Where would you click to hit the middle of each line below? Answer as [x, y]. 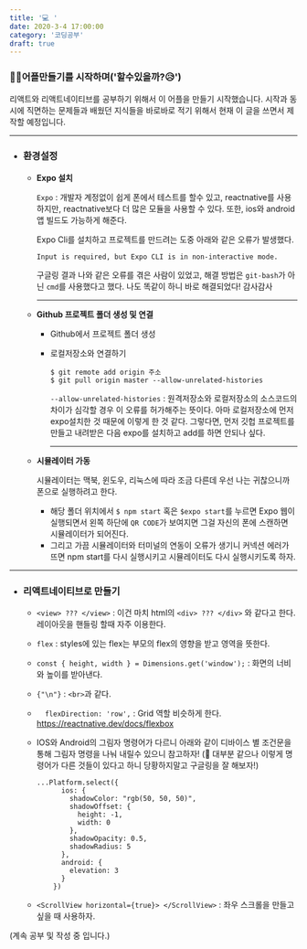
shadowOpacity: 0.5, [108, 839]
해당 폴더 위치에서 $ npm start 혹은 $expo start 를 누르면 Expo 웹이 [172, 511]
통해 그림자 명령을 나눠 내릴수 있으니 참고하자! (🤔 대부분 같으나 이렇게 [159, 754]
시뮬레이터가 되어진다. [90, 533]
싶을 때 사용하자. [66, 916]
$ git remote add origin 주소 [106, 372]
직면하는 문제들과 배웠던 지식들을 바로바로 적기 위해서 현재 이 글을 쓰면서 [155, 110]
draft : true [32, 43]
